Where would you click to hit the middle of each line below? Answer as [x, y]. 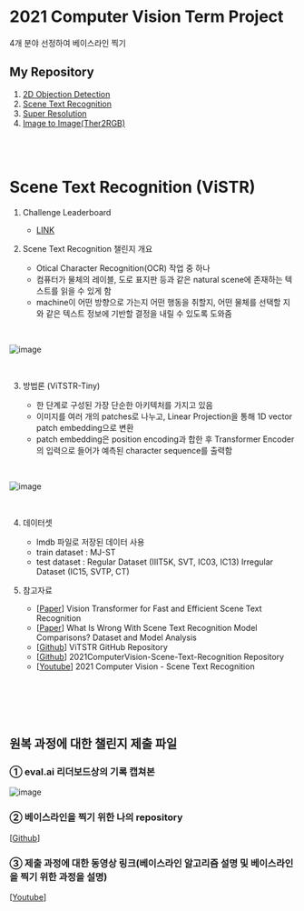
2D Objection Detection [66, 94]
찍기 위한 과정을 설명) [64, 876]
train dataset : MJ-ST [76, 552]
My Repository [52, 72]
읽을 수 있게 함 [86, 290]
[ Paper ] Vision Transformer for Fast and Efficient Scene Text [149, 608]
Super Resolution [55, 113]
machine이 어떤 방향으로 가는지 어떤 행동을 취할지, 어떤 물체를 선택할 [158, 302]
